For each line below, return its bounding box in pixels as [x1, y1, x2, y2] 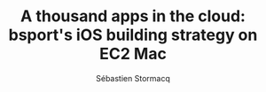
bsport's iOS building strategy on [8, 25, 258, 45]
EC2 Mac [98, 44, 168, 64]
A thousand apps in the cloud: [20, 6, 246, 27]
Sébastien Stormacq [96, 73, 170, 83]
